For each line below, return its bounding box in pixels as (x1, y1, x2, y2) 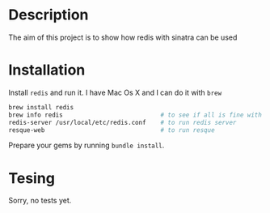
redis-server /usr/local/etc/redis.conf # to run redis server (8, 118, 237, 126)
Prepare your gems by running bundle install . (8, 140, 165, 151)
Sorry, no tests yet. (8, 196, 72, 206)
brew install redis (8, 103, 74, 111)
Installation (8, 61, 86, 79)
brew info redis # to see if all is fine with (8, 111, 263, 119)
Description (8, 6, 89, 24)
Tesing (8, 168, 55, 187)
